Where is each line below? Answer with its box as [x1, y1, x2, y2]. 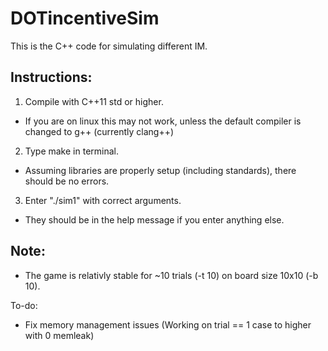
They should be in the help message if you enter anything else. [24, 213, 285, 226]
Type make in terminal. [24, 145, 119, 157]
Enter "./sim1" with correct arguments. [24, 194, 182, 206]
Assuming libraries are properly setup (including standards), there [24, 164, 297, 176]
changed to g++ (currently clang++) [24, 125, 175, 137]
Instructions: [10, 69, 93, 86]
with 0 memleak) [24, 329, 95, 341]
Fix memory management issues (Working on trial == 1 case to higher [24, 318, 312, 331]
